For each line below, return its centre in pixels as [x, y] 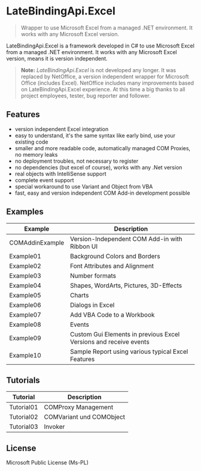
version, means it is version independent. [57, 58]
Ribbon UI [83, 246]
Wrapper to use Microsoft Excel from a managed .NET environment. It [107, 28]
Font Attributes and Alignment [112, 266]
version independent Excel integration [62, 129]
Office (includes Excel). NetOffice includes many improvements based [107, 83]
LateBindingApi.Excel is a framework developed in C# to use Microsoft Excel [100, 46]
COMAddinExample [37, 243]
